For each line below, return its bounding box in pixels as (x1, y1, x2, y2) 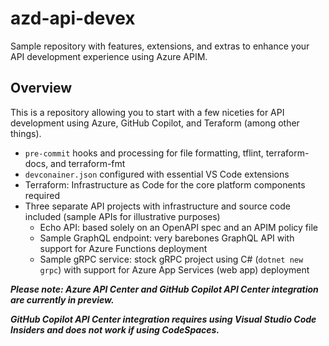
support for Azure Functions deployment (39, 242, 208, 254)
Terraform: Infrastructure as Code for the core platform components (24, 178, 306, 191)
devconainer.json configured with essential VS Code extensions (24, 168, 290, 180)
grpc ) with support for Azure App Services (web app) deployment (39, 263, 310, 276)
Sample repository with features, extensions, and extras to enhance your (10, 40, 310, 52)
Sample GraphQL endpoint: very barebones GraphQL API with (39, 232, 295, 244)
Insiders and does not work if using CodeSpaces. (10, 323, 220, 336)
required (24, 189, 61, 201)
